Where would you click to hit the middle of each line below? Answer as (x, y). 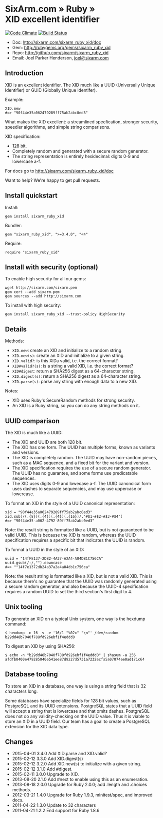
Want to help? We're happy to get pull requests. (53, 180)
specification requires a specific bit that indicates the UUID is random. (75, 540)
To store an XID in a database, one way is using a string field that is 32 (75, 686)
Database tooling (32, 674)
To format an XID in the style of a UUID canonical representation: (70, 503)
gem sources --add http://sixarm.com (43, 296)
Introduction (24, 73)
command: (16, 624)
